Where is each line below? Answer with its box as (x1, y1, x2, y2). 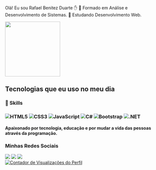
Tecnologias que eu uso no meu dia (5, 85, 115, 94)
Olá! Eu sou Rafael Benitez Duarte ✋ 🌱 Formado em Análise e (5, 5, 128, 11)
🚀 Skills (5, 100, 23, 107)
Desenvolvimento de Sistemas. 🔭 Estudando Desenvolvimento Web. (5, 12, 142, 18)
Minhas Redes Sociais (5, 143, 59, 150)
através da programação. (5, 131, 58, 136)
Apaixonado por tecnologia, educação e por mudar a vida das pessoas (5, 125, 152, 131)
